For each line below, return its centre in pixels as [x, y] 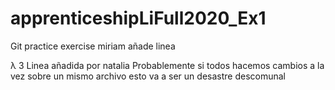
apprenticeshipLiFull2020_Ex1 [138, 18]
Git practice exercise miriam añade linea [93, 46]
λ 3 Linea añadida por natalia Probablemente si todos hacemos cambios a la [167, 65]
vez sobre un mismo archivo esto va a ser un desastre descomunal [148, 76]
